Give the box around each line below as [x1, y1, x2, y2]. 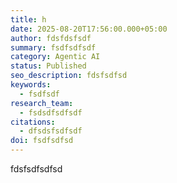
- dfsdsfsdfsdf [19, 126, 83, 136]
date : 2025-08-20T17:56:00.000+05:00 [10, 24, 168, 34]
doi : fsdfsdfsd [10, 136, 74, 146]
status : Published [10, 61, 87, 71]
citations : [10, 117, 56, 127]
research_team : [10, 98, 74, 108]
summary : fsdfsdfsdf [10, 42, 97, 53]
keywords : [10, 80, 52, 90]
